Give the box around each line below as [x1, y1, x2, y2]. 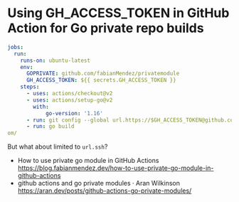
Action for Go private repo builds [7, 20, 204, 36]
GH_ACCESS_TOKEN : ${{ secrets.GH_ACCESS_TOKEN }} [26, 77, 176, 84]
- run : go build [26, 123, 75, 130]
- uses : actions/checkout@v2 [26, 90, 113, 97]
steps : [20, 83, 40, 90]
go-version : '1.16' [45, 110, 103, 117]
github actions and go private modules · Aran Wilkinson [17, 179, 180, 188]
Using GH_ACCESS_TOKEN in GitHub [7, 5, 230, 21]
